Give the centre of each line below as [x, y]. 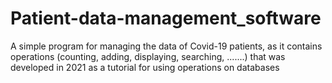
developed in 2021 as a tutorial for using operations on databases [145, 67]
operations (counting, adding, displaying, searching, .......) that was [148, 56]
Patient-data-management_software [166, 18]
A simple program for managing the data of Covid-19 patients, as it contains [166, 46]
